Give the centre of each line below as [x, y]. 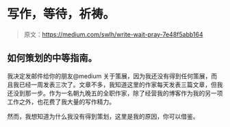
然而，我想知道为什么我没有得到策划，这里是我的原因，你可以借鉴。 [103, 116]
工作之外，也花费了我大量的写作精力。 [61, 102]
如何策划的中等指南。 [52, 58]
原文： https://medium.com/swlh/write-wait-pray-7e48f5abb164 [113, 34]
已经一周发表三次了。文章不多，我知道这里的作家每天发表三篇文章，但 [118, 84]
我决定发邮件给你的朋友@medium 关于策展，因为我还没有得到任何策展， [109, 76]
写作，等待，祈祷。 [61, 14]
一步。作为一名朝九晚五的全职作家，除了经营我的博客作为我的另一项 [127, 93]
